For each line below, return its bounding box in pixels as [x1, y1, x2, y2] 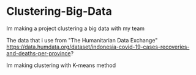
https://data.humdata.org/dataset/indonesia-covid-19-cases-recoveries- [6, 43, 190, 50]
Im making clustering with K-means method [6, 61, 116, 69]
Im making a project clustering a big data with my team [6, 25, 145, 32]
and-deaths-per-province [6, 49, 71, 57]
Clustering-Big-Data [6, 4, 112, 18]
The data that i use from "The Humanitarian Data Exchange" [6, 36, 158, 44]
